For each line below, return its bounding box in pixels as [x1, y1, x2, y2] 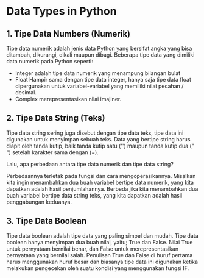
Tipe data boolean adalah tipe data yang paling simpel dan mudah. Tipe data [6, 232, 199, 239]
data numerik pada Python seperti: [6, 58, 93, 65]
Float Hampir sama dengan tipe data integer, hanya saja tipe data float [15, 76, 192, 83]
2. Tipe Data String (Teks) [6, 113, 105, 123]
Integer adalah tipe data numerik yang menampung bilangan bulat [15, 69, 181, 77]
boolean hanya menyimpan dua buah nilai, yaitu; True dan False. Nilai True [6, 238, 193, 246]
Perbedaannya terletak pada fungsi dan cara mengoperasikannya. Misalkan [6, 172, 196, 179]
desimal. [15, 89, 37, 96]
